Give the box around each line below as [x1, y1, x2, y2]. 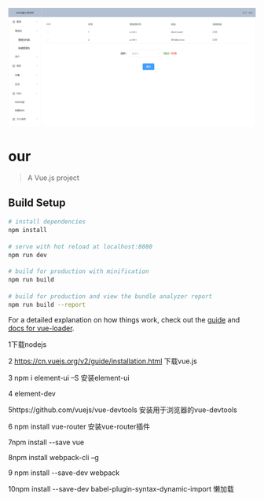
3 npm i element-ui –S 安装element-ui [8, 373, 130, 382]
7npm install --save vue [8, 437, 85, 447]
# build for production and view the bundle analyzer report [8, 293, 213, 300]
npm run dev [8, 251, 47, 259]
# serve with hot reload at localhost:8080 [8, 242, 153, 251]
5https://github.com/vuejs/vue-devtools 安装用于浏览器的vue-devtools [8, 405, 237, 414]
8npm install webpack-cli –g [8, 452, 100, 462]
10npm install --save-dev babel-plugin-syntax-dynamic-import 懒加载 [8, 484, 234, 493]
